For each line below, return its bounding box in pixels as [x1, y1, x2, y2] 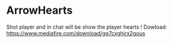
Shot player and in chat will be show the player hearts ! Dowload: [6, 23, 168, 30]
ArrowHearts [6, 4, 73, 17]
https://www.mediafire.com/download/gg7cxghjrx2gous [6, 29, 146, 36]
